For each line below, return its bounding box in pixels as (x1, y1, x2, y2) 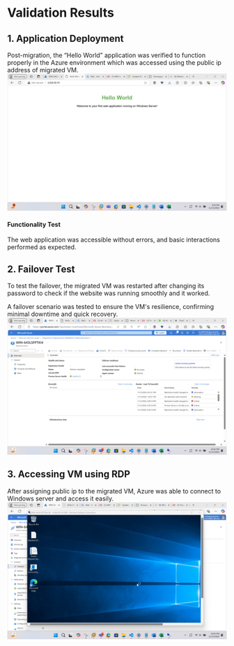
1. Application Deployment (7, 33, 124, 45)
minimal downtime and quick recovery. (7, 310, 118, 318)
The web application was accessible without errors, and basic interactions (7, 235, 221, 244)
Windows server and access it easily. (7, 494, 114, 503)
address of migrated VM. (7, 66, 79, 74)
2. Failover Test (7, 263, 75, 275)
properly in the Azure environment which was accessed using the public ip (7, 58, 221, 67)
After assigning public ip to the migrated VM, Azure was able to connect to (7, 487, 221, 495)
